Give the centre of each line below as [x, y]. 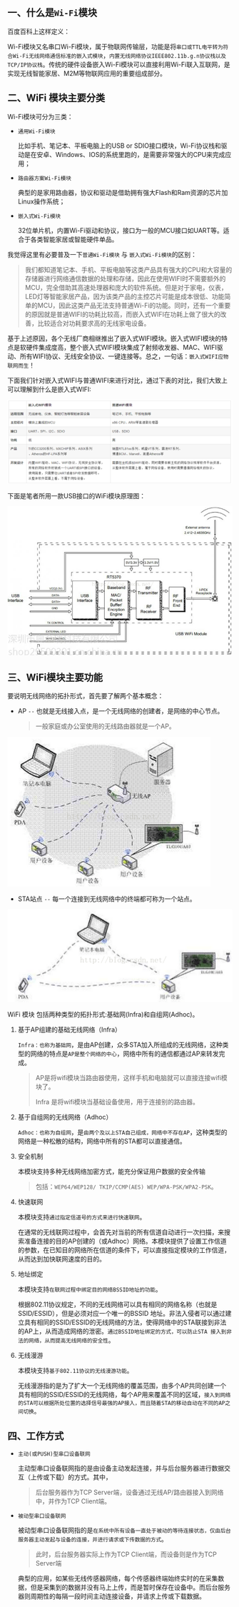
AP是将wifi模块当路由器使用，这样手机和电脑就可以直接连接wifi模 [132, 1078]
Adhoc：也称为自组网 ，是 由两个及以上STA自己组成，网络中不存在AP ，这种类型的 [122, 1132]
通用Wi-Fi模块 [36, 131]
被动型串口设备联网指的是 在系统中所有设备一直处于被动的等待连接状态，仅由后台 [124, 1530]
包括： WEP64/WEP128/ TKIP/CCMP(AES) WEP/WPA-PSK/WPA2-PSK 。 [126, 1187]
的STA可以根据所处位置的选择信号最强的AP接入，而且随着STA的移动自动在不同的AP [121, 1404]
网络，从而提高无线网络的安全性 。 [71, 1340]
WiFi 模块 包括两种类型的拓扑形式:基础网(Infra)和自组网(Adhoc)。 [103, 1014]
